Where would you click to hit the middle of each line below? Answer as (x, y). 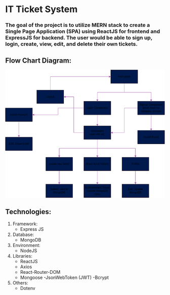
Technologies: (28, 212)
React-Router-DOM (40, 272)
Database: (23, 235)
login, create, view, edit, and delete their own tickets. (72, 44)
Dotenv (28, 288)
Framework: (25, 224)
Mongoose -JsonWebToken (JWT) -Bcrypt (64, 278)
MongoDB (31, 240)
